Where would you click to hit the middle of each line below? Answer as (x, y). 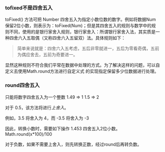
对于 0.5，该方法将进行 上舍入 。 (37, 108)
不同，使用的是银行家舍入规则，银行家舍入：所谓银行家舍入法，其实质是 (82, 32)
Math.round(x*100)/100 (29, 134)
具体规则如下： (110, 38)
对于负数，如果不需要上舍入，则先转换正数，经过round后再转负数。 (73, 144)
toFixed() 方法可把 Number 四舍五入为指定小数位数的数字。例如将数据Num (81, 19)
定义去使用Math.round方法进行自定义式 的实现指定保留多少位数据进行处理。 (82, 71)
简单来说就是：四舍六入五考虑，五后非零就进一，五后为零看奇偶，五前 (88, 48)
